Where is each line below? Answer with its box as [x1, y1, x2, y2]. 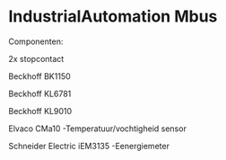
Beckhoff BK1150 [8, 70, 71, 82]
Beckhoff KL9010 [8, 105, 73, 116]
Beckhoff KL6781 [8, 88, 72, 99]
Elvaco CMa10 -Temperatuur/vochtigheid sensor [8, 123, 187, 134]
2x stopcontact [8, 53, 65, 64]
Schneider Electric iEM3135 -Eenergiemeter [8, 140, 169, 151]
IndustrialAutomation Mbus [8, 6, 218, 27]
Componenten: [8, 36, 64, 47]
